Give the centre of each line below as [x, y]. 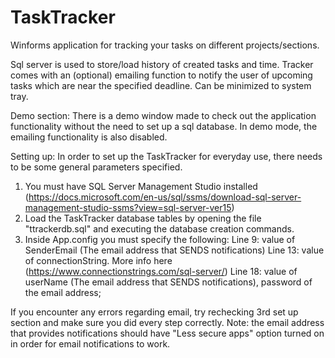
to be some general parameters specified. [96, 167]
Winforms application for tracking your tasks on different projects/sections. [165, 45]
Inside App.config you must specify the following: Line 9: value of [160, 239]
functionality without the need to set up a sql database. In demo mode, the [164, 126]
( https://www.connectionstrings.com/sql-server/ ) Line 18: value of [161, 271]
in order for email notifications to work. [90, 343]
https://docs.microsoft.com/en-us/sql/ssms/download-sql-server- [165, 197]
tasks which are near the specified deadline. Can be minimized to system [161, 85]
